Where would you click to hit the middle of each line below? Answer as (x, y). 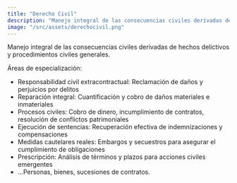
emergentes (35, 165)
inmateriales (35, 105)
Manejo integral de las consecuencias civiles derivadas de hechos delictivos (119, 47)
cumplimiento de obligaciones (61, 150)
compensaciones (43, 134)
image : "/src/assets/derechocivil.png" (66, 27)
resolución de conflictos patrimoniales (73, 119)
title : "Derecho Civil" (42, 14)
